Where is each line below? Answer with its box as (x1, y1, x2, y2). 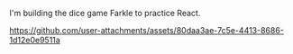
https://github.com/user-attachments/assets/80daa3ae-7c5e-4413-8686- (9, 25, 284, 35)
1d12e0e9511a (9, 35, 60, 45)
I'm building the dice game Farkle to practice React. (9, 8, 201, 18)
